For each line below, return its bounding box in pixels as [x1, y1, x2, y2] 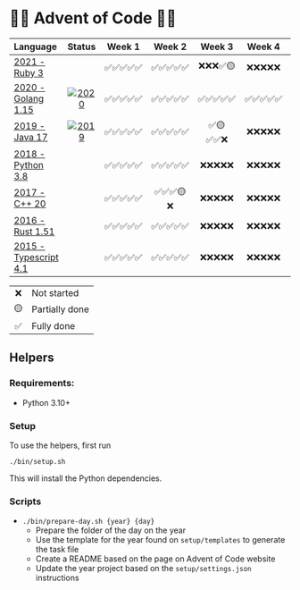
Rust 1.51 [13, 225, 55, 238]
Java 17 [13, 131, 48, 144]
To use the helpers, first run [9, 440, 112, 451]
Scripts [9, 495, 42, 508]
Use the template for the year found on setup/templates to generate [35, 535, 286, 545]
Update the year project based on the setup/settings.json [35, 563, 252, 574]
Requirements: [9, 377, 75, 390]
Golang [13, 92, 45, 105]
